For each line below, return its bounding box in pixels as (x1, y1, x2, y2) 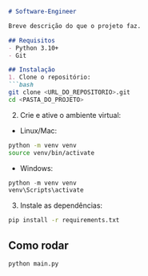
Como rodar (8, 238, 70, 252)
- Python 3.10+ (8, 44, 59, 52)
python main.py (8, 259, 59, 268)
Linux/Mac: (19, 125, 58, 136)
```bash (8, 81, 34, 89)
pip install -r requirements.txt (8, 217, 120, 225)
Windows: (19, 163, 54, 172)
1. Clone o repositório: (8, 73, 91, 82)
